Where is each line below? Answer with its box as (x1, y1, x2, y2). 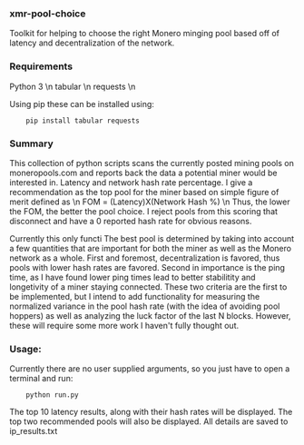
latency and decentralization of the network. (9, 37, 175, 48)
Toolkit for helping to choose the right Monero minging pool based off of (9, 28, 279, 39)
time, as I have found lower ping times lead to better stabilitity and (9, 272, 256, 282)
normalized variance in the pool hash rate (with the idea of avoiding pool (9, 301, 280, 311)
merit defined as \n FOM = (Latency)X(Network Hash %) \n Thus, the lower (9, 196, 290, 207)
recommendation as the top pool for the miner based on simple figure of (9, 186, 279, 197)
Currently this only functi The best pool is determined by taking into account (9, 232, 295, 243)
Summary (9, 137, 54, 150)
